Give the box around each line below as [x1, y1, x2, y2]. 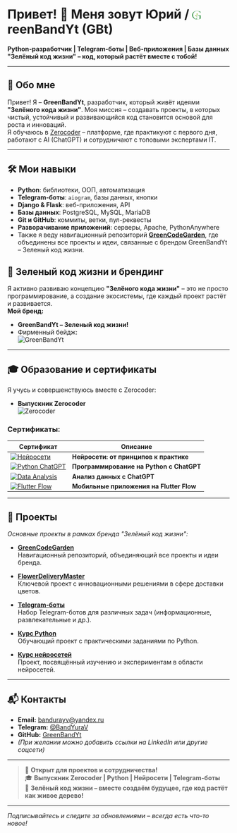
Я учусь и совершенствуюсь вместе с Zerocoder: [7, 385, 157, 394]
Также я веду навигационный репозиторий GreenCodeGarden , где [17, 230, 219, 239]
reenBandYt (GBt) [7, 21, 114, 37]
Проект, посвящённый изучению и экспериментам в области [17, 658, 203, 667]
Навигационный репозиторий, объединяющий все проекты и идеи [17, 551, 219, 560]
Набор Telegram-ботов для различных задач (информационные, [17, 608, 212, 617]
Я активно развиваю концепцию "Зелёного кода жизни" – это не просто [7, 285, 229, 293]
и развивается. [7, 300, 53, 308]
